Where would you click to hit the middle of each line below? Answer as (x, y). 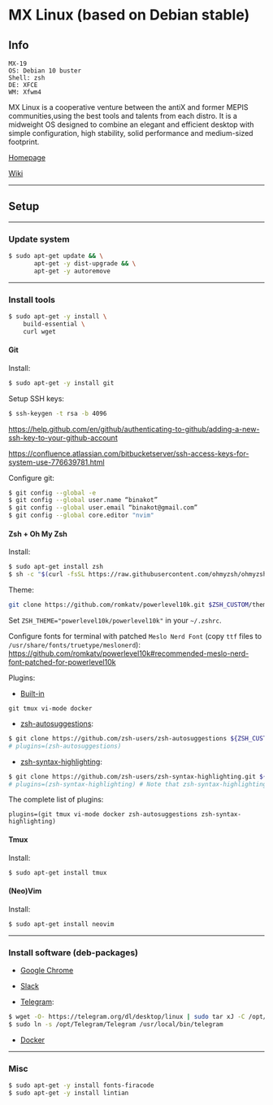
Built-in (32, 693)
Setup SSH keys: (37, 398)
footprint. (24, 142)
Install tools (32, 299)
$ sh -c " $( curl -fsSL (47, 574)
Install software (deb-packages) (73, 952)
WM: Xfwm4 (25, 92)
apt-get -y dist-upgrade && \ (85, 263)
